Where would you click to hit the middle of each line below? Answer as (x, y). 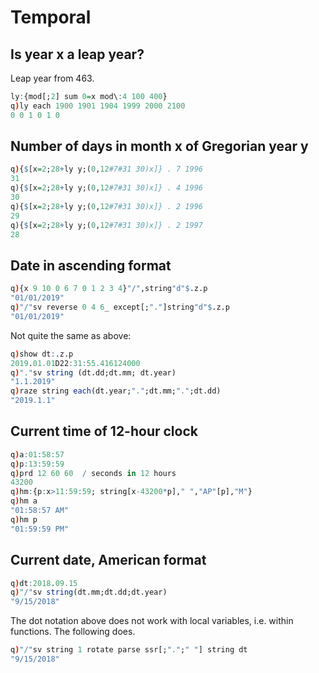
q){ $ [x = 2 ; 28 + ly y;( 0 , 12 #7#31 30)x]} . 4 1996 (106, 188)
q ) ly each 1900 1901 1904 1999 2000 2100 (98, 106)
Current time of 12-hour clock (104, 431)
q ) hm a (24, 501)
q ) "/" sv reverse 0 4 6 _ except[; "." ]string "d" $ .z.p (120, 307)
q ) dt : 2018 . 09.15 (44, 583)
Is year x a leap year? (77, 54)
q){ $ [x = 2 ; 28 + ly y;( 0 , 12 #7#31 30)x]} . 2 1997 (106, 225)
